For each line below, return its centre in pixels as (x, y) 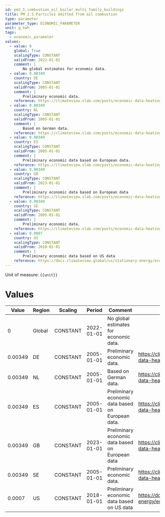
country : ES (26, 142)
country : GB (26, 174)
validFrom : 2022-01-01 (37, 60)
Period (95, 310)
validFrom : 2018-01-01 (37, 247)
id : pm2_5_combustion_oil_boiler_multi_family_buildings (65, 10)
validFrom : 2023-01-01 (37, 183)
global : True (27, 51)
